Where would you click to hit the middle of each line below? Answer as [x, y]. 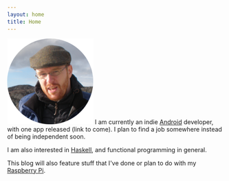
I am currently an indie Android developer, [154, 122]
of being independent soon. [46, 136]
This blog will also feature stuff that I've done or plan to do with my [102, 163]
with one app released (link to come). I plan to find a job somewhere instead [115, 129]
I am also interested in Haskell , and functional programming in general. [107, 149]
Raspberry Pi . [26, 170]
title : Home [24, 22]
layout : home [26, 14]
